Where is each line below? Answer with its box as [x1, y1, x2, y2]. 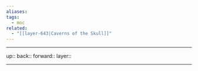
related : [6, 25, 28, 31]
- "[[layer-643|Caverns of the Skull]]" [11, 31, 112, 37]
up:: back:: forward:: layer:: [6, 53, 72, 60]
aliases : [6, 8, 28, 15]
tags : [6, 14, 19, 20]
